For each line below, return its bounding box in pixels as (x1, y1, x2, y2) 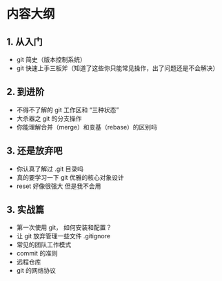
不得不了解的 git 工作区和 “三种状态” (16, 105, 119, 114)
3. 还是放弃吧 (6, 145, 63, 157)
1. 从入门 (6, 36, 43, 48)
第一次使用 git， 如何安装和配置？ (16, 223, 112, 231)
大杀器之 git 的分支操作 (16, 114, 82, 123)
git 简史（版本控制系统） (16, 56, 87, 63)
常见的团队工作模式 (16, 240, 72, 249)
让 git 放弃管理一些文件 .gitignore (16, 232, 111, 240)
